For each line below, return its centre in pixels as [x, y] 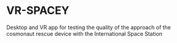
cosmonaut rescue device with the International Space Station [85, 33]
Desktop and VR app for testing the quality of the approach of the [88, 27]
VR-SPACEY [38, 11]
